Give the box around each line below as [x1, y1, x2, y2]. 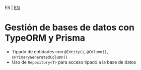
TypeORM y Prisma [4, 33, 85, 44]
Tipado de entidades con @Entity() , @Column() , [11, 48, 108, 54]
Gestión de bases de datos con [4, 22, 135, 33]
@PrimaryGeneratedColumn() [11, 55, 68, 60]
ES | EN [4, 5, 20, 10]
